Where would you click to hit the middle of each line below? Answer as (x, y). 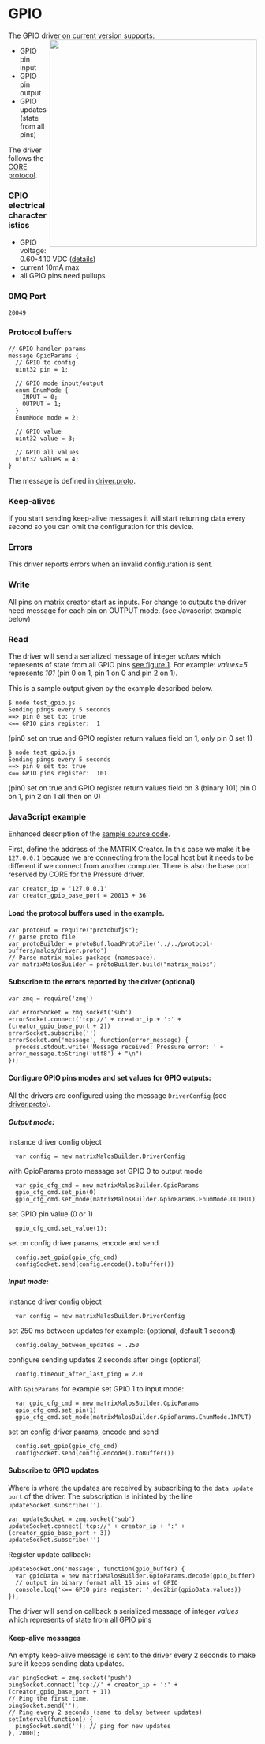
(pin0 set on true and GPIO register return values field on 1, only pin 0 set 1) (131, 738)
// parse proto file (42, 937)
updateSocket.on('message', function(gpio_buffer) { (97, 1569)
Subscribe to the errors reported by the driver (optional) (102, 982)
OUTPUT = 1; (42, 404)
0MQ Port (27, 297)
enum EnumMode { (42, 390)
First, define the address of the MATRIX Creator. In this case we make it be (129, 850)
